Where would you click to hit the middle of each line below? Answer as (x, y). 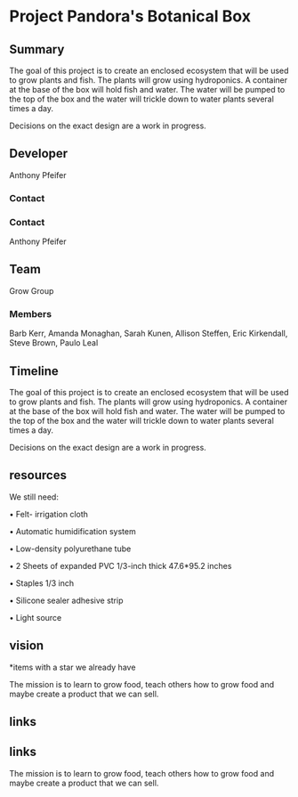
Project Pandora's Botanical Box (130, 16)
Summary (37, 49)
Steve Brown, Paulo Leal (54, 343)
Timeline (34, 371)
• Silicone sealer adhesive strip (66, 600)
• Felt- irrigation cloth (49, 514)
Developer (39, 154)
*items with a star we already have (72, 667)
